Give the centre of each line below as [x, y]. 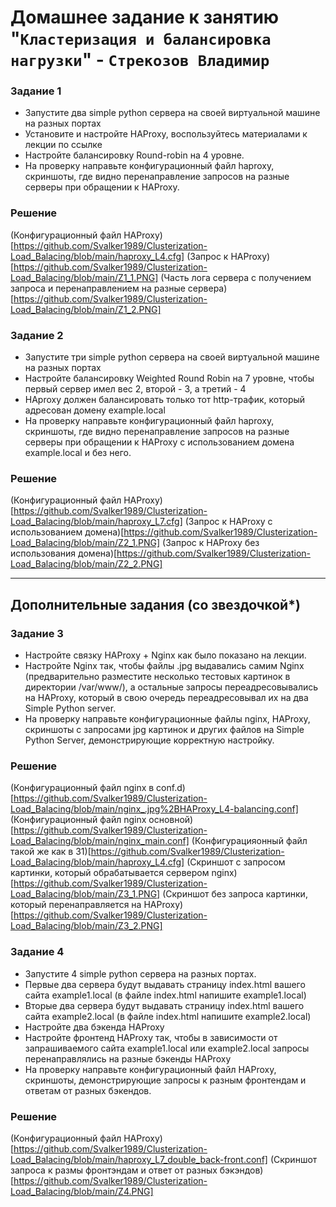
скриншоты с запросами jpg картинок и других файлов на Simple [164, 730]
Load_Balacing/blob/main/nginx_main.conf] [100, 841]
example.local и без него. [78, 453]
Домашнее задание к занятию [145, 17]
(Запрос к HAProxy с [228, 522]
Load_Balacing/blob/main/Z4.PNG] [82, 1191]
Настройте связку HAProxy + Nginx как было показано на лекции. [165, 655]
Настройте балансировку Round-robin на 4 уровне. [134, 155]
